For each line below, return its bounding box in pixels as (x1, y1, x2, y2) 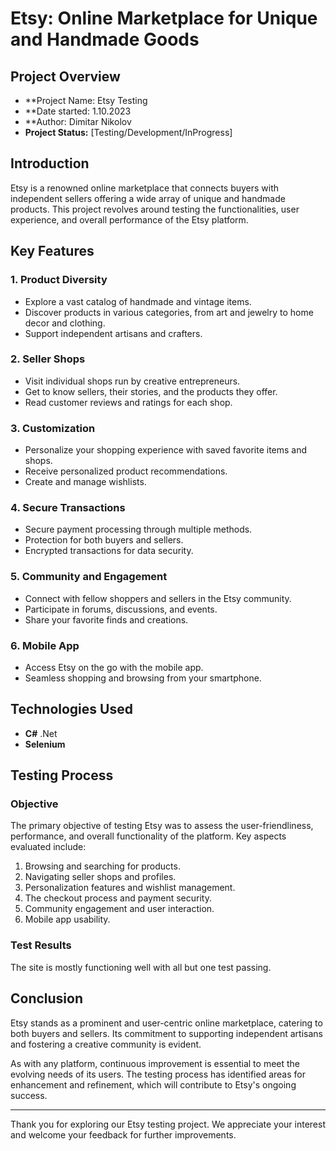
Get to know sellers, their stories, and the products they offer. (24, 385, 278, 397)
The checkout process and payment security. (24, 892, 212, 904)
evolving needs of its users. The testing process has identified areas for (10, 1068, 306, 1080)
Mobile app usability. (24, 913, 111, 926)
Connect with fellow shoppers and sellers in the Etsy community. (24, 592, 292, 604)
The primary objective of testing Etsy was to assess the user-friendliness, (10, 820, 314, 832)
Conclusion (10, 990, 84, 1007)
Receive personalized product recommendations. (24, 465, 228, 477)
